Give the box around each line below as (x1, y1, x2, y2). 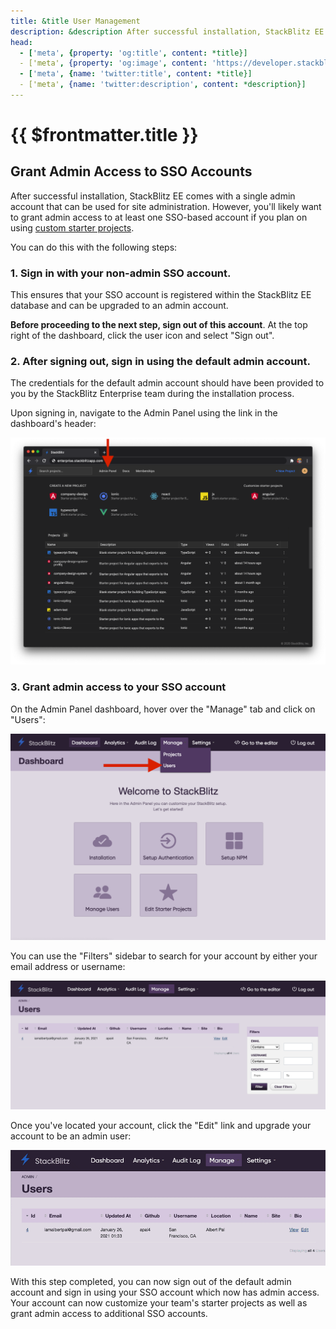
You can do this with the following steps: (10, 241, 178, 253)
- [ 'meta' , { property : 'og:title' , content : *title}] (19, 48, 248, 58)
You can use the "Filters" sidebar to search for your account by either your (10, 950, 318, 962)
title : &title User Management (10, 16, 141, 26)
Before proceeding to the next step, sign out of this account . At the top (10, 319, 308, 331)
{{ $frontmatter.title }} (10, 124, 199, 147)
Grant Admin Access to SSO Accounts (10, 163, 253, 180)
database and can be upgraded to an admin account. (10, 300, 229, 312)
